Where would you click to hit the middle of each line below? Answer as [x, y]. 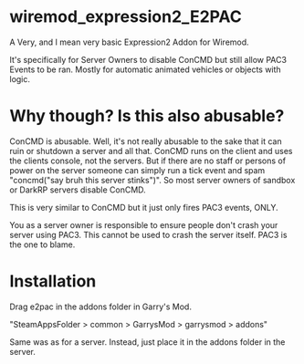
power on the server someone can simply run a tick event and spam [137, 170]
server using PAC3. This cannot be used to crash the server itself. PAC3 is [148, 234]
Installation [53, 281]
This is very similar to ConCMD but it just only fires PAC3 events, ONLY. [144, 207]
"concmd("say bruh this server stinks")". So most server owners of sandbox [152, 180]
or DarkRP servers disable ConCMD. [78, 190]
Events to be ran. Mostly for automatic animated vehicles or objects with [145, 69]
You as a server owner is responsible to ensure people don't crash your [144, 224]
